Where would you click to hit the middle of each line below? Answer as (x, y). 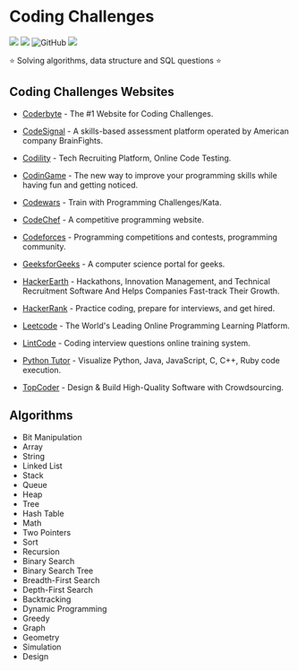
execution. (42, 370)
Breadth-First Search (61, 579)
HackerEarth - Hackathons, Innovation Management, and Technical (146, 281)
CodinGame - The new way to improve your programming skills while (149, 175)
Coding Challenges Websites (92, 92)
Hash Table (43, 513)
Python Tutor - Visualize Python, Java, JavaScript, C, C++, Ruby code (151, 360)
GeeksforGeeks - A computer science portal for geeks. (123, 264)
